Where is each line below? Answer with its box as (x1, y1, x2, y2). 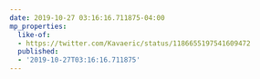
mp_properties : (9, 22, 68, 31)
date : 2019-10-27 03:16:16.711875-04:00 (9, 13, 166, 23)
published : (17, 47, 59, 56)
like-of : (17, 30, 51, 39)
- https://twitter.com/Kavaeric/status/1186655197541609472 (17, 38, 251, 48)
